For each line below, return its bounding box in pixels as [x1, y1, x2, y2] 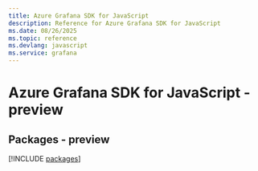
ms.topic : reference [8, 34, 78, 43]
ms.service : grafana [8, 49, 78, 57]
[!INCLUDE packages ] [8, 154, 81, 163]
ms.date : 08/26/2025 [8, 26, 78, 35]
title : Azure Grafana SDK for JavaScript [8, 11, 149, 20]
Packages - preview [8, 132, 110, 146]
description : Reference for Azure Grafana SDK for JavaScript [8, 19, 221, 27]
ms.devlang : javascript [8, 42, 88, 50]
